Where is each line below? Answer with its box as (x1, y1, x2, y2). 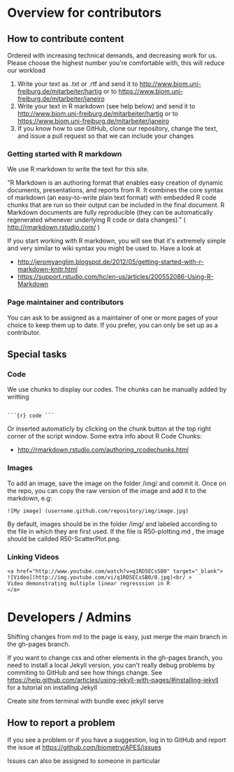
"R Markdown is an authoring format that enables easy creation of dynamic (7, 178, 224, 187)
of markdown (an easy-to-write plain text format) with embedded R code (7, 194, 217, 202)
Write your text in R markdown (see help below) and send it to (17, 102, 196, 110)
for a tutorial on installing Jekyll (7, 683, 98, 692)
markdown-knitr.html (17, 265, 78, 273)
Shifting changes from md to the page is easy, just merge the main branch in (7, 632, 227, 641)
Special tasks (7, 348, 68, 360)
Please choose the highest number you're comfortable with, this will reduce (7, 59, 225, 67)
